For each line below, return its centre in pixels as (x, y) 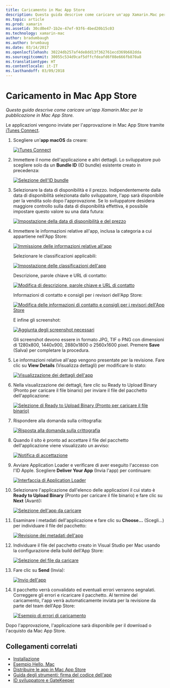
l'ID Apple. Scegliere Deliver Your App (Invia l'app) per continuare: (82, 470)
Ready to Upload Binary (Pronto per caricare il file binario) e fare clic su (88, 495)
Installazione (26, 659)
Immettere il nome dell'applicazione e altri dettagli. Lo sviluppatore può (87, 160)
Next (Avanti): (27, 501)
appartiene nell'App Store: (40, 236)
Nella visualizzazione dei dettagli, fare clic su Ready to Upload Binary (85, 385)
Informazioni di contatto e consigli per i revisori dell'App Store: (78, 295)
